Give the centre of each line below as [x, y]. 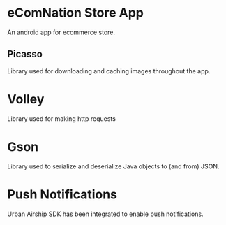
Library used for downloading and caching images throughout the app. [109, 71]
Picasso [25, 54]
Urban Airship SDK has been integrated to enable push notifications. [105, 214]
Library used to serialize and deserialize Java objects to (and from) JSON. [113, 166]
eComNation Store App [76, 13]
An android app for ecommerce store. [61, 32]
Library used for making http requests [62, 118]
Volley [26, 99]
